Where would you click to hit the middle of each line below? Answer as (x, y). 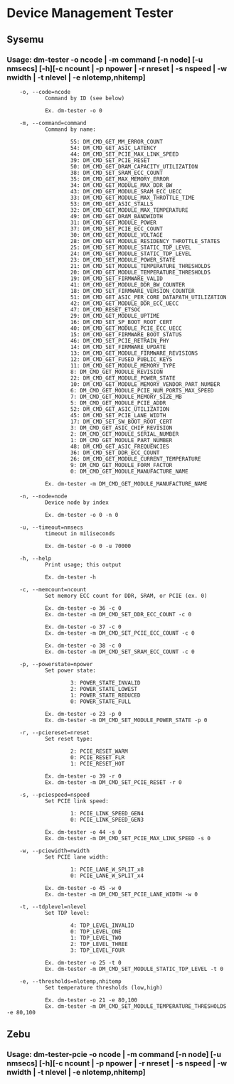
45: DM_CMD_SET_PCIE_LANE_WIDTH (118, 415)
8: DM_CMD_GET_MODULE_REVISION (116, 372)
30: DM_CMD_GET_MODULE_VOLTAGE (116, 235)
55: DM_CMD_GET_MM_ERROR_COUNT (116, 141)
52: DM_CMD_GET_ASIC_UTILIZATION (120, 409)
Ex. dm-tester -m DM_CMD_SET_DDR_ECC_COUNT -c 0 (118, 614)
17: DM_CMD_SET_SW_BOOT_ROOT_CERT (121, 422)
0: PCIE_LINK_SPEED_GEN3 (107, 820)
